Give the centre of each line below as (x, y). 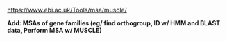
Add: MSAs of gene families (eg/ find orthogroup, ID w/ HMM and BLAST (114, 23)
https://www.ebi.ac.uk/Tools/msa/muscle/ (67, 10)
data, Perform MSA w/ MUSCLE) (54, 30)
